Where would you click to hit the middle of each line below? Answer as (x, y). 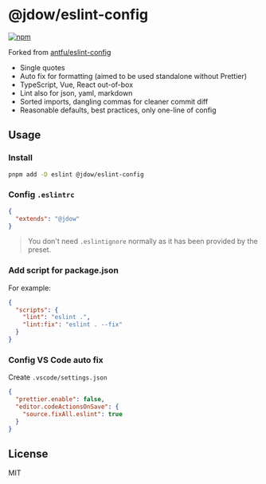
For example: (30, 288)
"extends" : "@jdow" (48, 218)
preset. (39, 250)
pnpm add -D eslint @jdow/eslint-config (76, 174)
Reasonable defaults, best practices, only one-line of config (118, 110)
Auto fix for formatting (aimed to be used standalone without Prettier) (133, 76)
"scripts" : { (37, 310)
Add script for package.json (64, 270)
